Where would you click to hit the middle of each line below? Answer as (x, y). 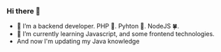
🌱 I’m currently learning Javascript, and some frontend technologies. (115, 34)
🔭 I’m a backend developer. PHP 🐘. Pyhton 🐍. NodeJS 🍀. (98, 26)
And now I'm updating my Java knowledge (78, 42)
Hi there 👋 (24, 11)
